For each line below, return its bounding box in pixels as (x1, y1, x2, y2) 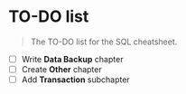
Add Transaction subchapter (21, 74, 130, 85)
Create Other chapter (21, 64, 102, 74)
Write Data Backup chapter (21, 53, 124, 64)
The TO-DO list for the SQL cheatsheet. (30, 36, 178, 47)
